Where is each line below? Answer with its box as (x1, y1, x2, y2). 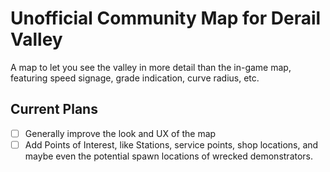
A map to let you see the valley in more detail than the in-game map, (10, 61, 292, 73)
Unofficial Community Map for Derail (10, 7, 322, 30)
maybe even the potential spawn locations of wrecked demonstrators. (24, 150, 314, 162)
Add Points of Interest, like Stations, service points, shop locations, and (24, 138, 319, 151)
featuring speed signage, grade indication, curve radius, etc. (10, 72, 260, 84)
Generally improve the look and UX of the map (24, 127, 217, 139)
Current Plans (10, 101, 98, 118)
